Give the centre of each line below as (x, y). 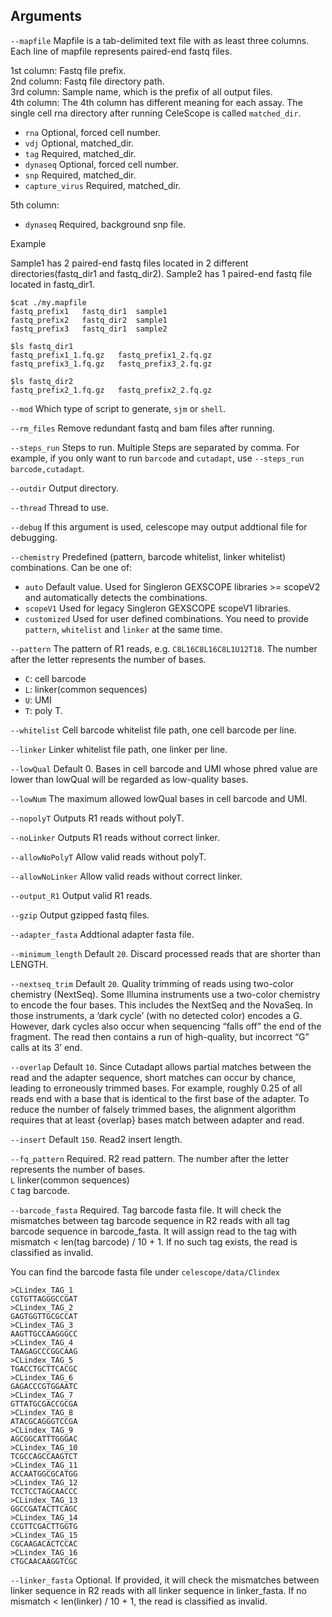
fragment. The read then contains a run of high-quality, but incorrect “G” (160, 1036)
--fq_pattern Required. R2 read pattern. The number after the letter (149, 1158)
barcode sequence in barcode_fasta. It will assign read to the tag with (154, 1231)
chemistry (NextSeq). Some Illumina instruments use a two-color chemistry (165, 994)
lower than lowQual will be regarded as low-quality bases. (129, 779)
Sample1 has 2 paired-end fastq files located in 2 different (129, 263)
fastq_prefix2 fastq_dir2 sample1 (89, 320)
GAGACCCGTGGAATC (44, 1386)
